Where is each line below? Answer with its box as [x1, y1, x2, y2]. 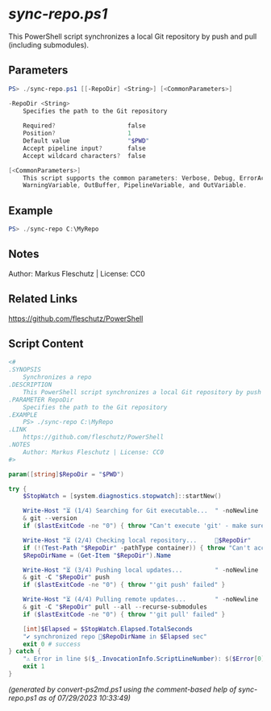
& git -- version [23, 514, 78, 522]
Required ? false [23, 122, 147, 130]
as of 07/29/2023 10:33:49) [38, 692, 131, 702]
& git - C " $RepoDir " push [23, 573, 110, 581]
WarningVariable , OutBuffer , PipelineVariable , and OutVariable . [23, 181, 248, 189]
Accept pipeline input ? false [23, 144, 147, 152]
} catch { [8, 647, 42, 655]
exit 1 [23, 663, 45, 671]
